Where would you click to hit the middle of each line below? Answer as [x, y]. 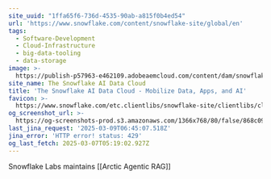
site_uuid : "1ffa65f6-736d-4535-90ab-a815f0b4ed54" [97, 16]
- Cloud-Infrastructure [55, 46]
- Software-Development [55, 38]
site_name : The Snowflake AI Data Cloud [77, 83]
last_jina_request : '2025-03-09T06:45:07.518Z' [90, 128]
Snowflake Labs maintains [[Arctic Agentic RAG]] [90, 166]
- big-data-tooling [48, 53]
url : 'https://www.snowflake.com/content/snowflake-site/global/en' [126, 23]
